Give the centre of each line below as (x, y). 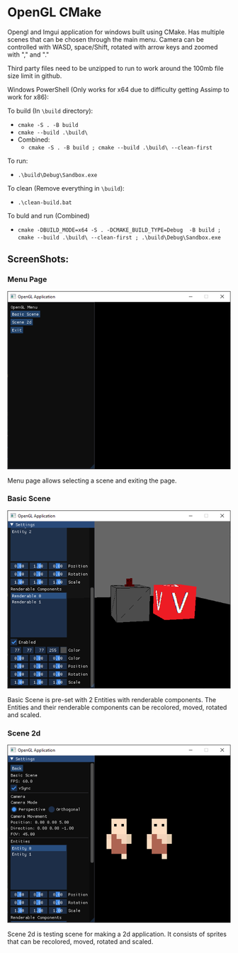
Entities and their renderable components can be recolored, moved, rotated (117, 707)
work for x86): (28, 97)
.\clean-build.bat (45, 203)
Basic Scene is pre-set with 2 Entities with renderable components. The (112, 699)
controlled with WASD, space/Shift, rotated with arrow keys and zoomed (113, 47)
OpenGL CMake (55, 12)
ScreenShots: (38, 259)
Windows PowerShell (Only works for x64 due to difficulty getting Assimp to (118, 89)
